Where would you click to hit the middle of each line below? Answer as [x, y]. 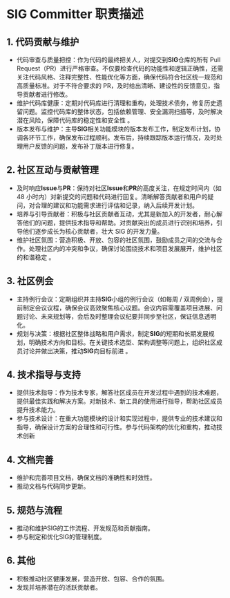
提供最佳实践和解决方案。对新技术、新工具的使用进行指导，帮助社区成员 [119, 401]
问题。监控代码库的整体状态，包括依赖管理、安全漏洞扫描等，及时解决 [122, 112]
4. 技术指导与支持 [44, 375]
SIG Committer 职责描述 [75, 14]
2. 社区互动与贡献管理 [53, 170]
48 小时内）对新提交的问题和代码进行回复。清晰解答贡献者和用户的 [112, 196]
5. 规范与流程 [35, 510]
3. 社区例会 [30, 281]
